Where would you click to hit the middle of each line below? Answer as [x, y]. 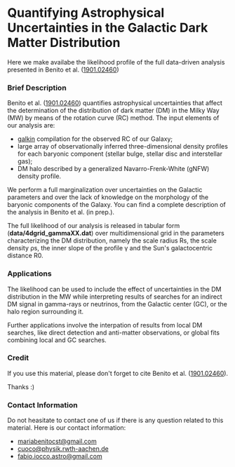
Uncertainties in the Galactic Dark [108, 28]
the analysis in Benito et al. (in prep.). [61, 212]
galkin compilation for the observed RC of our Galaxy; [95, 139]
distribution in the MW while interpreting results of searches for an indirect [115, 297]
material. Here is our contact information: [67, 428]
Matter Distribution [64, 43]
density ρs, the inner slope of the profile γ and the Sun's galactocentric [110, 248]
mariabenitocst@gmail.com [57, 441]
